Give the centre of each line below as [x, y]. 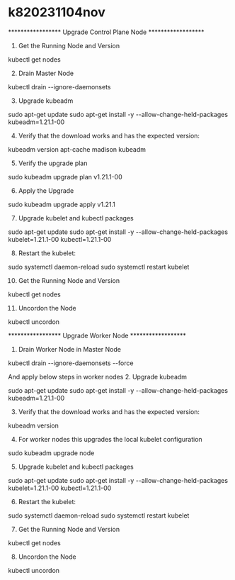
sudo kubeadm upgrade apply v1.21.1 [62, 204]
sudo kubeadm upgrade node [51, 453]
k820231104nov [57, 12]
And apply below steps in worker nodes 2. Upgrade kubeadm [97, 377]
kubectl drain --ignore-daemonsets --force [71, 363]
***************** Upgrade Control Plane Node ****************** [106, 32]
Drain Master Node [46, 73]
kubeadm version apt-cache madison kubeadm [77, 149]
